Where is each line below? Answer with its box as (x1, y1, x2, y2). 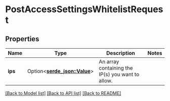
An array (98, 58, 119, 65)
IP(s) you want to (98, 71, 140, 78)
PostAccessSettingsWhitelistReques (5, 4, 163, 15)
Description (106, 50, 135, 56)
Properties (5, 35, 39, 43)
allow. (98, 77, 113, 84)
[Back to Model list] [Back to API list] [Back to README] (5, 90, 121, 96)
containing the (98, 64, 133, 72)
